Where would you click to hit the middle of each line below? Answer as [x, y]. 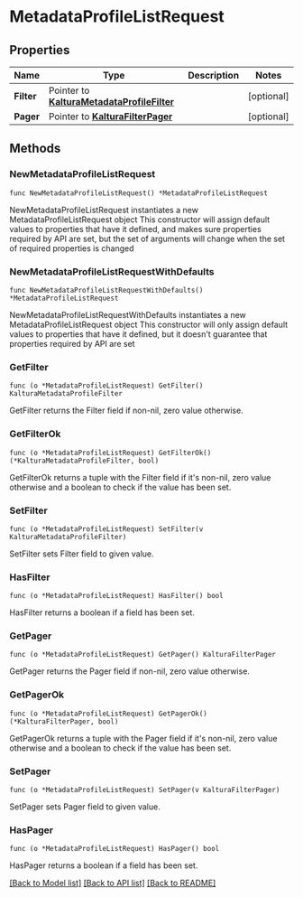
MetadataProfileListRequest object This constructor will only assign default [149, 324]
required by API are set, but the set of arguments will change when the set [147, 238]
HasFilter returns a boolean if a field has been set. [102, 612]
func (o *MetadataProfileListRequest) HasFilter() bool [116, 596]
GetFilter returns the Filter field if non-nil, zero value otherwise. [126, 411]
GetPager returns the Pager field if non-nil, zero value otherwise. [130, 671]
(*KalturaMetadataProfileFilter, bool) [84, 461]
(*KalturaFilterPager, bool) [64, 721]
